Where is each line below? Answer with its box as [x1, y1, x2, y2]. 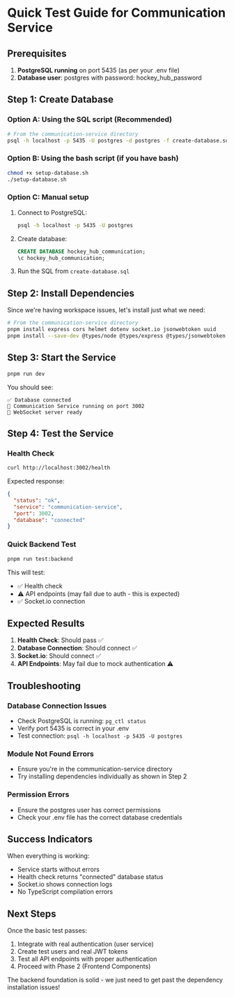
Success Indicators [7, 834, 93, 845]
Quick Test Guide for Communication [7, 5, 226, 21]
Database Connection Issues [7, 701, 107, 711]
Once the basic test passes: [7, 926, 87, 935]
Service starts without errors [17, 865, 100, 874]
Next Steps [7, 908, 56, 919]
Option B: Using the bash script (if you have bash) [7, 154, 179, 163]
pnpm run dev [7, 370, 45, 377]
